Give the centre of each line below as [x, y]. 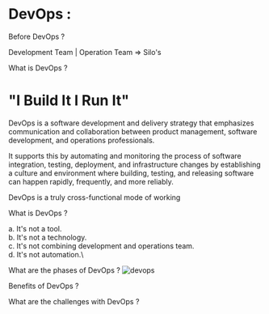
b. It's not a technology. [48, 237]
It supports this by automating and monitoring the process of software [125, 155]
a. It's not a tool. [35, 228]
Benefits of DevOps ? [44, 286]
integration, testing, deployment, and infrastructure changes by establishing [134, 164]
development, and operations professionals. [82, 140]
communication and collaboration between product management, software [133, 131]
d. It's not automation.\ [46, 254]
